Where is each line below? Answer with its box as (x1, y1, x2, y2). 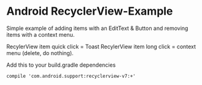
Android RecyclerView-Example (6, 4, 173, 18)
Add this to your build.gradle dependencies (6, 61, 116, 68)
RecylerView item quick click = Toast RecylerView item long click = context (6, 43, 196, 50)
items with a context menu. (6, 31, 75, 38)
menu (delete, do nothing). (6, 49, 74, 56)
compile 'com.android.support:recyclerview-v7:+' (6, 73, 136, 79)
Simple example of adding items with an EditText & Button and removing (6, 24, 188, 32)
